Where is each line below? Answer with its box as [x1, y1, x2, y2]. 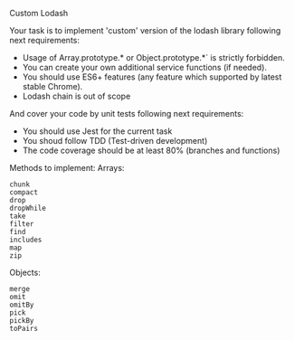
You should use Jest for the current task [22, 126, 173, 137]
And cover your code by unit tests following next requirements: [9, 109, 244, 118]
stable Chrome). [22, 81, 83, 91]
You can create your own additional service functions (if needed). [22, 62, 268, 72]
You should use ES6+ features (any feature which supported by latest [22, 71, 282, 82]
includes [9, 235, 43, 244]
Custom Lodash [9, 8, 69, 18]
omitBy [9, 300, 34, 309]
